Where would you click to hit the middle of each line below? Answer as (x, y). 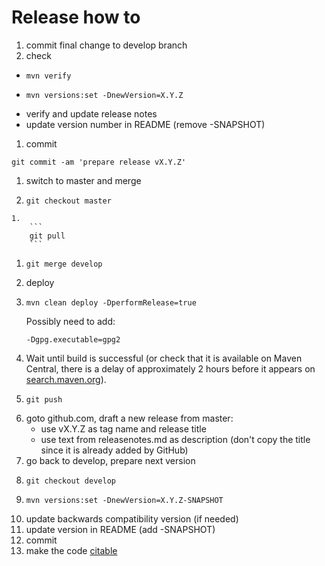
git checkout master (68, 201)
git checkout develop (70, 481)
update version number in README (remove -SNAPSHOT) (145, 124)
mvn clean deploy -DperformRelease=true (111, 302)
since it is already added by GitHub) (114, 450)
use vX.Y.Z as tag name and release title (123, 428)
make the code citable (71, 550)
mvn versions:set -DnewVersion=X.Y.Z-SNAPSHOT (124, 500)
